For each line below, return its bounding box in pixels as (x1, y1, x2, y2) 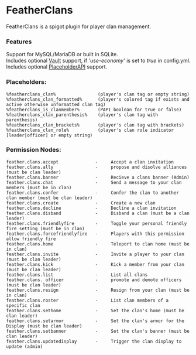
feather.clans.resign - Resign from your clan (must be (6, 287, 190, 293)
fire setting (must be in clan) (6, 226, 85, 231)
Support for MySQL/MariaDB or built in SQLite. (6, 51, 118, 58)
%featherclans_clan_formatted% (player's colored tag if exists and (6, 96, 190, 103)
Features (6, 37, 32, 46)
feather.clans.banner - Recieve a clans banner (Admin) (6, 174, 190, 180)
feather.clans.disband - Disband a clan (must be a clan (6, 210, 190, 216)
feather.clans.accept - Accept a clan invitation (6, 159, 174, 165)
